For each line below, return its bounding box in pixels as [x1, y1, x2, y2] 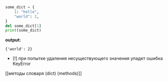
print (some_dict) [5, 28, 42, 33]
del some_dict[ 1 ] [5, 23, 42, 28]
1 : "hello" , [14, 9, 39, 14]
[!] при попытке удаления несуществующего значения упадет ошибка [12, 55, 163, 61]
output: [5, 37, 21, 43]
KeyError [12, 60, 31, 67]
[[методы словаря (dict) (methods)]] [5, 70, 82, 76]
